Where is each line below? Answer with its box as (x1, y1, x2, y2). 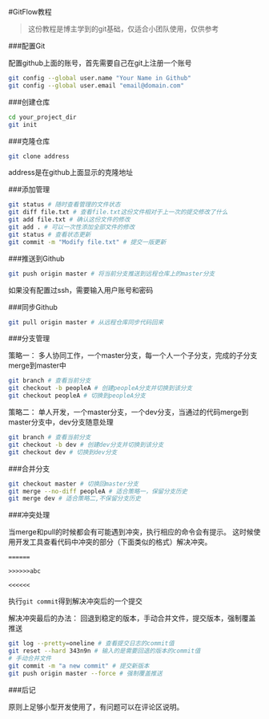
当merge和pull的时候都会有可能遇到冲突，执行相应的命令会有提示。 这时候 (8, 527, 254, 537)
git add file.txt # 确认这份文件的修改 (8, 216, 130, 224)
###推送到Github (8, 254, 66, 263)
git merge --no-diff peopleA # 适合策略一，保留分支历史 (8, 487, 188, 495)
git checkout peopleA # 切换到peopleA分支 (8, 392, 147, 400)
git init (8, 120, 38, 128)
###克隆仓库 (8, 136, 50, 146)
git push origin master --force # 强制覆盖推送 (8, 669, 163, 677)
